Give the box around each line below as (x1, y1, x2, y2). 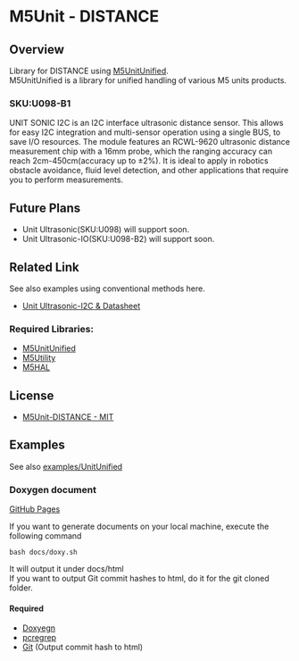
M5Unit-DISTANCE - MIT (21, 412, 114, 423)
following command (9, 531, 82, 541)
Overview (9, 42, 65, 57)
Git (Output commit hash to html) (21, 641, 144, 653)
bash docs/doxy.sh (9, 548, 78, 557)
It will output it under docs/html (9, 564, 124, 574)
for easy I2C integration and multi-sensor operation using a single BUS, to (9, 127, 281, 138)
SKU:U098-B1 (9, 96, 71, 109)
